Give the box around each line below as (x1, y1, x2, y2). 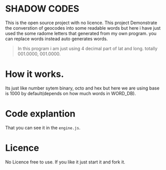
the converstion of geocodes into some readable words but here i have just (5, 25, 161, 31)
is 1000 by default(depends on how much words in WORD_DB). (5, 90, 136, 96)
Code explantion (5, 108, 75, 120)
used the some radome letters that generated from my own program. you (5, 30, 157, 36)
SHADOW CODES (5, 3, 79, 15)
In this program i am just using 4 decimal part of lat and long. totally (17, 45, 157, 51)
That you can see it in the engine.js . (5, 124, 80, 131)
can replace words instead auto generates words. (5, 36, 108, 42)
